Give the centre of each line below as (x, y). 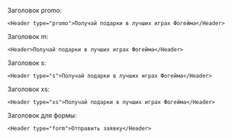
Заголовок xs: (29, 89)
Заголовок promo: (35, 10)
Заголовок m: (28, 36)
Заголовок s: (27, 63)
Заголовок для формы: (42, 115)
